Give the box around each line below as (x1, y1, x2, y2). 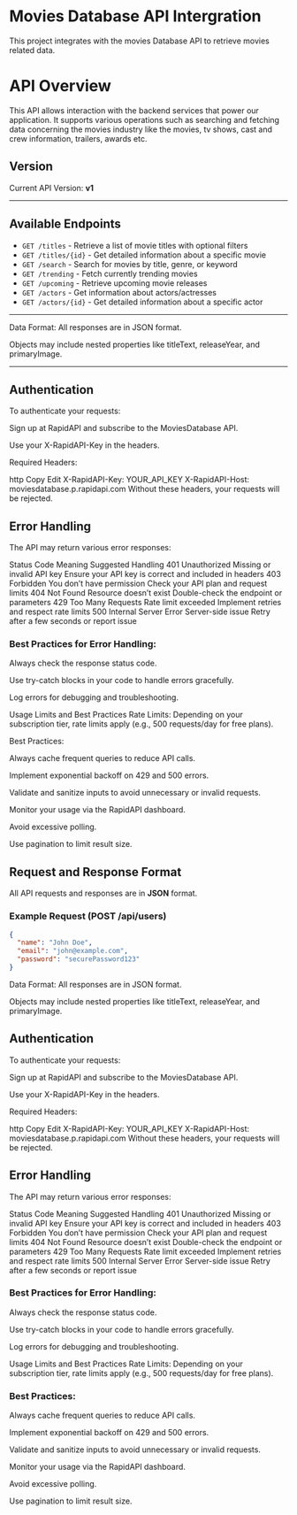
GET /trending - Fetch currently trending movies (21, 268, 198, 279)
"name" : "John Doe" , (17, 938, 93, 948)
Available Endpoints (9, 217, 122, 232)
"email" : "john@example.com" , (17, 947, 128, 956)
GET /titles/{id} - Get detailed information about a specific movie (21, 250, 267, 260)
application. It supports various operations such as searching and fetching (9, 114, 280, 125)
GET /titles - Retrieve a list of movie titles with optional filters (21, 240, 248, 250)
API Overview (9, 76, 112, 96)
